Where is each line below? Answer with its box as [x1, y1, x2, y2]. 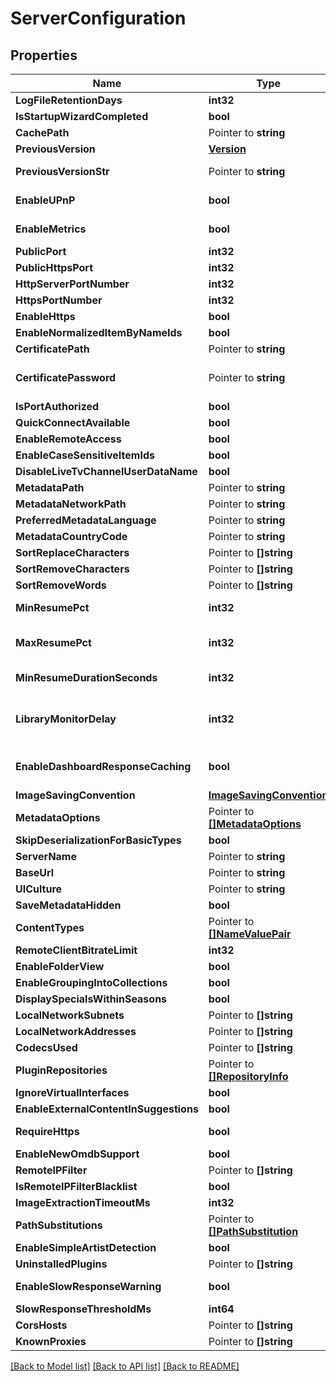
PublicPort [15, 245, 67, 258]
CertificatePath [15, 342, 90, 356]
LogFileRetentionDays [15, 93, 123, 107]
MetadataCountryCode [15, 530, 128, 543]
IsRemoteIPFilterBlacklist [15, 1180, 138, 1193]
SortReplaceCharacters [15, 546, 130, 559]
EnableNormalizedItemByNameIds [15, 326, 183, 339]
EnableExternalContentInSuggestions [15, 1102, 199, 1116]
